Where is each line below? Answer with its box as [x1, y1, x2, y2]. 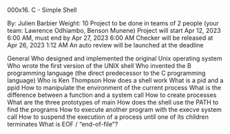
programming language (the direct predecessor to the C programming [7, 69, 206, 77]
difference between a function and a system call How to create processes [7, 91, 217, 99]
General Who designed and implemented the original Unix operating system [7, 54, 222, 63]
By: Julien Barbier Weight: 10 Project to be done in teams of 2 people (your [7, 19, 219, 27]
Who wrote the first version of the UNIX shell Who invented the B [7, 62, 191, 69]
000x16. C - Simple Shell [7, 6, 77, 14]
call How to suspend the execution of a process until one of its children [7, 113, 209, 121]
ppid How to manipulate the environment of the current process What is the [7, 84, 222, 91]
